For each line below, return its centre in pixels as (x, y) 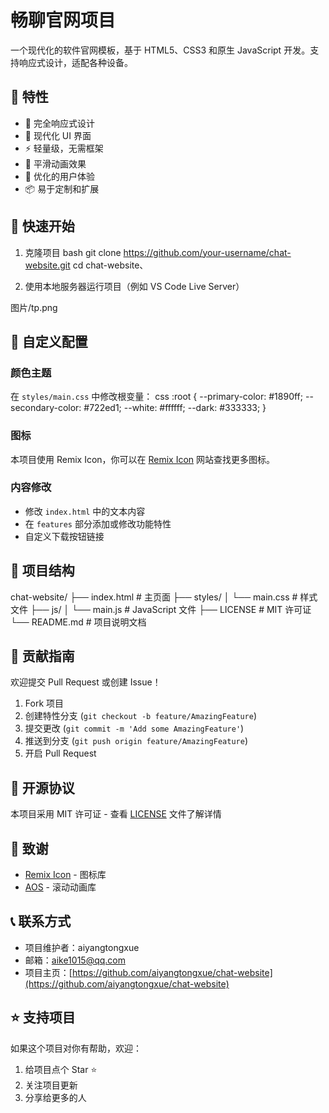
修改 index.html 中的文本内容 (85, 511)
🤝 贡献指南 (42, 656)
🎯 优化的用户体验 (59, 176)
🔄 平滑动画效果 (55, 163)
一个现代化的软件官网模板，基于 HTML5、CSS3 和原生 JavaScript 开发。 (160, 50)
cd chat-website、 (110, 265)
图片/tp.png (34, 307)
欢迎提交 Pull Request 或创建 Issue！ (86, 682)
